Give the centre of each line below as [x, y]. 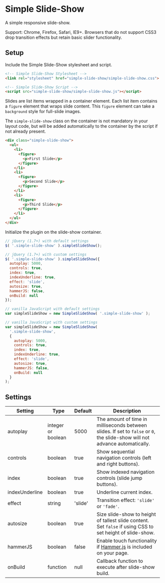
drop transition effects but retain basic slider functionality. [64, 37]
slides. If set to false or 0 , [126, 432]
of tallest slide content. [123, 521]
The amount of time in [122, 419]
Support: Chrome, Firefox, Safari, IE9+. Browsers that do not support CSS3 [81, 32]
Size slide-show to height [126, 514]
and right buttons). [118, 464]
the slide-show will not [123, 438]
